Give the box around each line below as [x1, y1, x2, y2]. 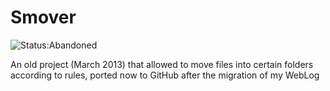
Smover [10, 6, 77, 29]
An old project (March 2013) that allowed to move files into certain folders [10, 58, 314, 70]
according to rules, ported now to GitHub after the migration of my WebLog [10, 69, 320, 81]
